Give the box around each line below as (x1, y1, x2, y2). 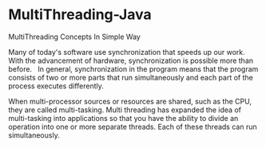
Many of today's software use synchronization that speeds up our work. (8, 47, 245, 56)
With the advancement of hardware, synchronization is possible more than (8, 56, 254, 65)
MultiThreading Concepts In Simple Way (8, 32, 141, 41)
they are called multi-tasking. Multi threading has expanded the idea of (8, 105, 242, 115)
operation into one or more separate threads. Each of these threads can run (8, 122, 257, 131)
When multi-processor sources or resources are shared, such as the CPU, (8, 96, 252, 106)
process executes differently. (8, 81, 104, 91)
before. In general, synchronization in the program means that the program (8, 64, 259, 73)
